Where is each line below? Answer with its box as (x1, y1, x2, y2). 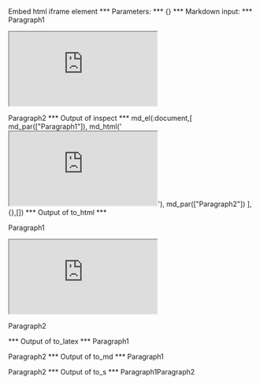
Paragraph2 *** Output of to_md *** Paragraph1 (8, 352, 164, 361)
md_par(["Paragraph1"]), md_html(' (8, 122, 122, 131)
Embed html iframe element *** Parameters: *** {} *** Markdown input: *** (8, 7, 253, 16)
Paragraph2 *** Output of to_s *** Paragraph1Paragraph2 (8, 367, 195, 376)
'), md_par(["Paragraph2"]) (158, 199, 246, 209)
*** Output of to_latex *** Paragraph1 (8, 337, 129, 346)
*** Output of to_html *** (25, 208, 107, 216)
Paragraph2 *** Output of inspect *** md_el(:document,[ (8, 114, 193, 122)
